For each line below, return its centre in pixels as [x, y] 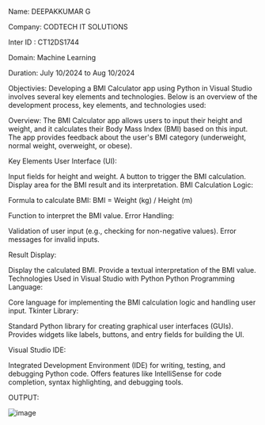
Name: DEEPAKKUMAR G [49, 11]
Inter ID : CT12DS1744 [44, 42]
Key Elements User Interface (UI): [62, 161]
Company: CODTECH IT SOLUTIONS [68, 27]
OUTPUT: [24, 397]
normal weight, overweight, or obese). [70, 145]
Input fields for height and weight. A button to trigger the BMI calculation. [127, 176]
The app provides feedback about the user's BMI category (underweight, [127, 137]
